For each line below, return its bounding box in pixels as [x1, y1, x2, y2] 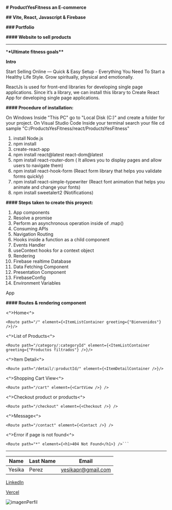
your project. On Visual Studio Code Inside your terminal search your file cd [6, 120, 165, 126]
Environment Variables [13, 280, 61, 286]
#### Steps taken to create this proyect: [6, 199, 93, 205]
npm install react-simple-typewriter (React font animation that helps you [13, 179, 165, 184]
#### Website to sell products [6, 34, 71, 40]
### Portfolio [6, 24, 35, 30]
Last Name [29, 457, 56, 465]
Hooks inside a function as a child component [13, 237, 110, 242]
